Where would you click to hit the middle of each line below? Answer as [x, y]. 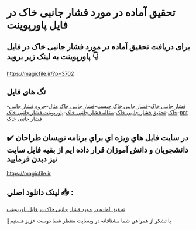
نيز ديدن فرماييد [32, 159]
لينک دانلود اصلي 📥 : [40, 193]
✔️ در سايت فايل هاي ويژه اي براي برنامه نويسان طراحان [98, 138]
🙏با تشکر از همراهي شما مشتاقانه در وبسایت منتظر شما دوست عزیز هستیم [89, 221]
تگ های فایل [26, 92]
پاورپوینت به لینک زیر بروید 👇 [53, 57]
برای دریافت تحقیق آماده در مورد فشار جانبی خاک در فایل [98, 47]
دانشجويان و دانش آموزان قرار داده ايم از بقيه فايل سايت [98, 150]
